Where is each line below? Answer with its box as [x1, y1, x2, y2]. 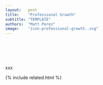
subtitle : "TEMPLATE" [5, 17, 51, 22]
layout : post [5, 7, 38, 13]
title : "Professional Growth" [5, 12, 76, 17]
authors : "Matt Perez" [5, 21, 56, 27]
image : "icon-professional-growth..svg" [5, 26, 99, 31]
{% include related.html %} [5, 74, 62, 81]
